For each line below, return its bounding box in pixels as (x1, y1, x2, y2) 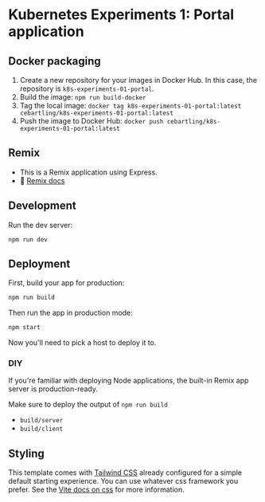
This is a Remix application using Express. (19, 167, 158, 177)
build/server (19, 417, 64, 425)
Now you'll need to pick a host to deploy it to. (8, 338, 157, 347)
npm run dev (8, 235, 48, 244)
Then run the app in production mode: (8, 308, 133, 318)
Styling (8, 446, 45, 460)
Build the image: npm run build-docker (19, 92, 146, 101)
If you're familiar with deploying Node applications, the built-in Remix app (8, 376, 249, 386)
